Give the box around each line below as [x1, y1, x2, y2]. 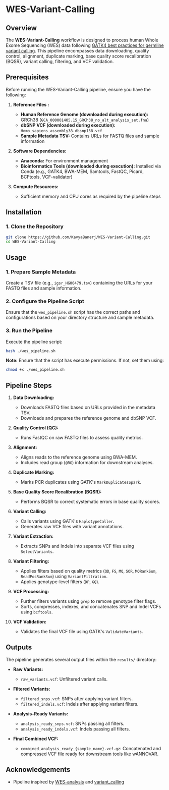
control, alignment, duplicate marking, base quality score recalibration [6, 53, 151, 59]
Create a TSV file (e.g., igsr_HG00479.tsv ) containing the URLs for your [6, 279, 153, 286]
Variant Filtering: [13, 558, 49, 565]
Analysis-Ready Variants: [13, 710, 69, 717]
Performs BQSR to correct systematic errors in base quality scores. [20, 498, 160, 505]
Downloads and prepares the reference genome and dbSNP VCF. [20, 415, 156, 421]
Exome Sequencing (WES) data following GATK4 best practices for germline [6, 42, 164, 48]
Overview [6, 24, 37, 32]
